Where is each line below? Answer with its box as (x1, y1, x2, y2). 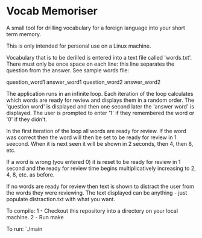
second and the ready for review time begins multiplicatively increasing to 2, (6, 164, 196, 172)
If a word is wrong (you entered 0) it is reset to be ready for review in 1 (6, 158, 181, 165)
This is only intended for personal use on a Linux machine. (6, 42, 151, 49)
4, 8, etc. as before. (6, 171, 55, 178)
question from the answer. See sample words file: (6, 66, 130, 74)
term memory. (6, 30, 42, 37)
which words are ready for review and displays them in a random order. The (6, 96, 195, 104)
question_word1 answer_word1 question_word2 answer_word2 (6, 78, 161, 86)
